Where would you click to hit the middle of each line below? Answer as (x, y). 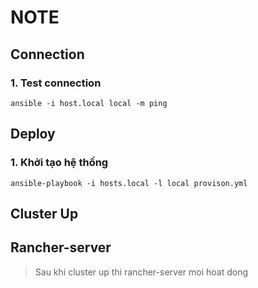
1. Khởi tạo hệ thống (59, 163)
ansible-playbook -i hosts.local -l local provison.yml (129, 183)
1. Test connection (56, 83)
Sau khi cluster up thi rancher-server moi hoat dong (141, 272)
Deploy (33, 134)
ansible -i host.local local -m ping (89, 103)
